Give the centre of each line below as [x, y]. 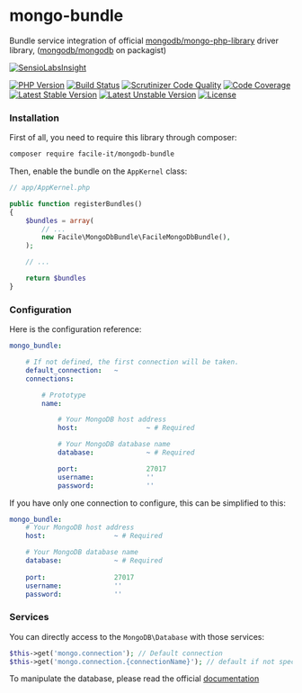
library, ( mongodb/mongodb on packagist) [88, 49]
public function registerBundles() [76, 203]
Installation [35, 118]
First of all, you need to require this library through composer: [123, 138]
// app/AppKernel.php [50, 188]
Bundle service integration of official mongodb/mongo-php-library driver [144, 40]
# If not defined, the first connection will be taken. [133, 362]
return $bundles [56, 279]
